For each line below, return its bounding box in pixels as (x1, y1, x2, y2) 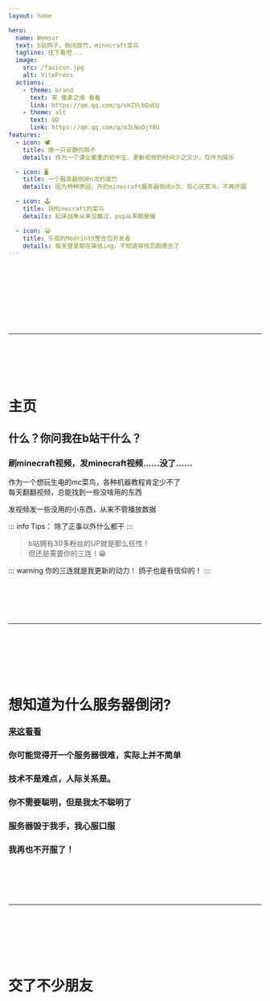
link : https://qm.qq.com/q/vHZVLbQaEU (29, 101, 160, 109)
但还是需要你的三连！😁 (27, 548, 107, 559)
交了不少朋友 (8, 976, 94, 995)
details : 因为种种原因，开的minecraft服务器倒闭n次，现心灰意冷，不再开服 (22, 183, 247, 191)
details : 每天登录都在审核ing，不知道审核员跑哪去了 (22, 242, 180, 250)
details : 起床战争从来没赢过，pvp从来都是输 (22, 212, 156, 220)
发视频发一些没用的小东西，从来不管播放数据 (8, 504, 157, 515)
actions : (15, 78, 45, 87)
